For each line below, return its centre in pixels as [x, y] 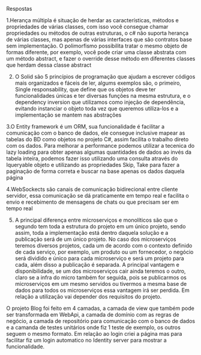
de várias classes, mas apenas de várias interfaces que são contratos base [99, 39]
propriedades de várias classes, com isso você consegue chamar [87, 27]
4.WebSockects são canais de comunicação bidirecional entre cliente [92, 189]
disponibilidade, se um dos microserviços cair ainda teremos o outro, [100, 271]
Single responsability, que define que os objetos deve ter [85, 89]
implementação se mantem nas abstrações [68, 115]
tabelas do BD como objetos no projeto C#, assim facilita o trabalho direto [97, 139]
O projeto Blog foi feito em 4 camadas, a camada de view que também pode [100, 308]
